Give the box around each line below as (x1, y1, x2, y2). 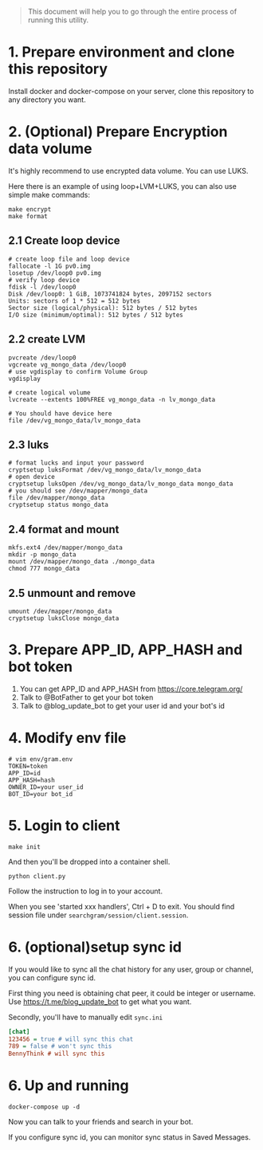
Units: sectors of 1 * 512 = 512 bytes (8, 296, 141, 305)
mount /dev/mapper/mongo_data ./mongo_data (8, 558, 155, 566)
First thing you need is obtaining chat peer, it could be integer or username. (8, 988, 257, 998)
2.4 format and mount (8, 522, 120, 536)
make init (8, 842, 41, 851)
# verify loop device (8, 276, 80, 284)
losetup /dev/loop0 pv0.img (8, 269, 102, 277)
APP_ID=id (8, 769, 41, 777)
